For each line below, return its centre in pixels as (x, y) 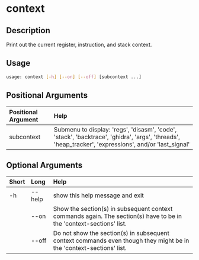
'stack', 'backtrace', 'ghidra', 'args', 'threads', (117, 137)
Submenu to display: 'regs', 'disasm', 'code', (115, 129)
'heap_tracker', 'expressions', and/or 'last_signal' (122, 144)
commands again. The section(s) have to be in (118, 216)
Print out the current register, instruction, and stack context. (79, 44)
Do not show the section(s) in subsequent (111, 233)
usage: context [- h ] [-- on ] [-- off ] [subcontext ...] (74, 77)
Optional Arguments (44, 165)
